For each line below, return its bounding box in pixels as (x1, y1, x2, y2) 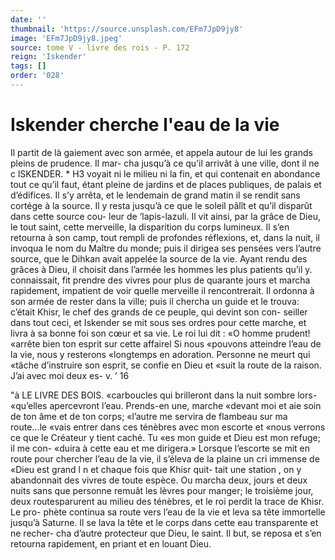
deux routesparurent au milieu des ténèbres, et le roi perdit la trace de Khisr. (10, 495, 325, 507)
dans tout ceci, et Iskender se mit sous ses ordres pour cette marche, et (10, 316, 307, 328)
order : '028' (10, 71, 65, 81)
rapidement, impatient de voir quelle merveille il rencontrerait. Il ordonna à (10, 284, 315, 296)
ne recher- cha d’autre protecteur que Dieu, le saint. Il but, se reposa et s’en (10, 527, 322, 539)
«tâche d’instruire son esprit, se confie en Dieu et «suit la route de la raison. (10, 359, 322, 371)
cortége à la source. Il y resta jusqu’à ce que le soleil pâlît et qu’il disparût (10, 199, 313, 211)
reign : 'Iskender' (10, 52, 87, 62)
